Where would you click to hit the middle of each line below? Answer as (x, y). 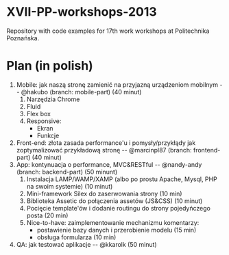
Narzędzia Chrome (53, 99)
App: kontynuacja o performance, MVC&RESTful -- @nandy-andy (109, 164)
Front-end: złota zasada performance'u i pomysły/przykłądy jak (106, 143)
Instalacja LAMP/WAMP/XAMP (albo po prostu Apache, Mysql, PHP (122, 179)
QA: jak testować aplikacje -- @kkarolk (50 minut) (86, 244)
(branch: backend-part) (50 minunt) (67, 172)
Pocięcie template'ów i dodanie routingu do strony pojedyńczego (118, 208)
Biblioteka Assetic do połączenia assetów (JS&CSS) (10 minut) (114, 201)
